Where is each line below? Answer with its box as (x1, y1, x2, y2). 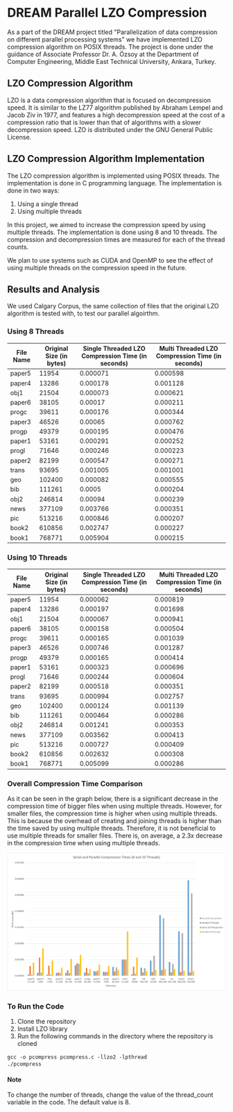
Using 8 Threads (7, 326, 64, 336)
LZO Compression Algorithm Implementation (7, 153, 205, 165)
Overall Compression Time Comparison (7, 779, 144, 788)
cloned (17, 1040, 37, 1048)
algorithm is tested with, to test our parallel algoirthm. (7, 309, 160, 317)
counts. (7, 242, 29, 251)
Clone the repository (17, 1018, 76, 1026)
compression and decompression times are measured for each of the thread (7, 235, 225, 244)
